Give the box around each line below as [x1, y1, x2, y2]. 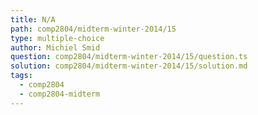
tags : [10, 71, 33, 81]
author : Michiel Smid [10, 42, 101, 53]
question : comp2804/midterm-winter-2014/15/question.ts [10, 52, 248, 62]
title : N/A [10, 14, 56, 25]
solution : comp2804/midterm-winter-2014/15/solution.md [10, 61, 248, 71]
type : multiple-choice [10, 33, 105, 43]
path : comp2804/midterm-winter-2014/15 [10, 24, 177, 34]
